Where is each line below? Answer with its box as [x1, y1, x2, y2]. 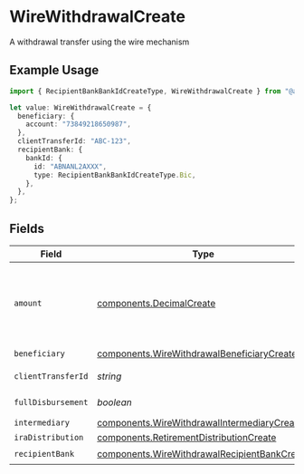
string [96, 370, 122, 382]
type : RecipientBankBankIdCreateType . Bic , [33, 170, 196, 179]
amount [14, 297, 43, 308]
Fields [9, 220, 45, 237]
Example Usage [9, 63, 100, 78]
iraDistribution [14, 432, 84, 442]
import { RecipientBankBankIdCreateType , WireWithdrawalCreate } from [9, 86, 281, 96]
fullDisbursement [14, 397, 89, 407]
